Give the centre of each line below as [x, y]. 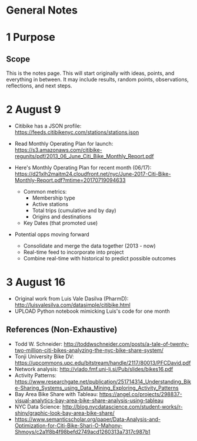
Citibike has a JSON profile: [48, 126]
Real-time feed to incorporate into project [74, 252]
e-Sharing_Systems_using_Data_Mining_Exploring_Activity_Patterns [96, 388]
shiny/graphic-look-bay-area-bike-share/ [64, 413]
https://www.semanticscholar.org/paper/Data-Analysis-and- [87, 419]
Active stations [50, 204]
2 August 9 [34, 110]
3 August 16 [36, 282]
